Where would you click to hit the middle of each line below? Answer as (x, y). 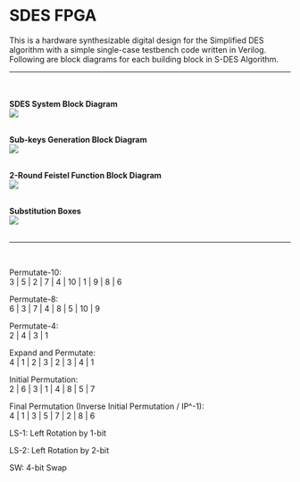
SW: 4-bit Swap (38, 467)
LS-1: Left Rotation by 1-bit (58, 433)
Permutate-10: (36, 272)
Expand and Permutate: (53, 353)
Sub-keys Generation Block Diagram (78, 139)
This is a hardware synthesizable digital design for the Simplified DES (137, 40)
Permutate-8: (34, 299)
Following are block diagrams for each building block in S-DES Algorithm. (144, 59)
